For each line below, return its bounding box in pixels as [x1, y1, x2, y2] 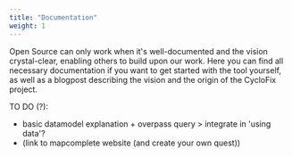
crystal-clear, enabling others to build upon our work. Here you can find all [9, 55, 284, 66]
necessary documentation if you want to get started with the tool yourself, [9, 64, 281, 76]
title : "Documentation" [9, 12, 98, 22]
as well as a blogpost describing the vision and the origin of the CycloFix [9, 74, 277, 85]
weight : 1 [9, 21, 46, 30]
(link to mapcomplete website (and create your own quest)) [21, 137, 241, 148]
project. [9, 84, 38, 95]
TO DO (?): [9, 101, 49, 112]
